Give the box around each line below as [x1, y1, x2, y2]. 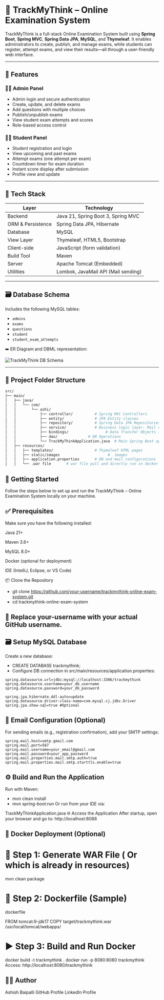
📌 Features [5, 70, 39, 79]
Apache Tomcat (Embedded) [56, 260, 123, 267]
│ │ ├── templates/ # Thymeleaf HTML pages [5, 448, 143, 453]
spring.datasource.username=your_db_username [5, 682, 99, 687]
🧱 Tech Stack [5, 190, 46, 198]
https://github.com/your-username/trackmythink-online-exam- [31, 588, 157, 594]
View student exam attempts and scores [12, 117, 94, 122]
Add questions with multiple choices [12, 106, 85, 112]
